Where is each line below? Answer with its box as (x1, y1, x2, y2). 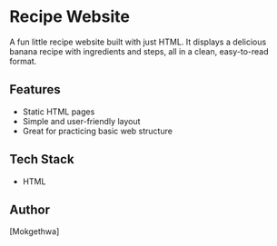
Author (9, 202, 50, 217)
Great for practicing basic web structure (22, 125, 173, 136)
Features (9, 82, 61, 97)
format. (9, 55, 37, 66)
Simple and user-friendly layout (22, 115, 141, 126)
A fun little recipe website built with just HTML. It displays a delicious (9, 36, 267, 47)
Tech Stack (9, 152, 74, 167)
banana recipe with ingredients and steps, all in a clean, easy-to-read (9, 45, 269, 56)
